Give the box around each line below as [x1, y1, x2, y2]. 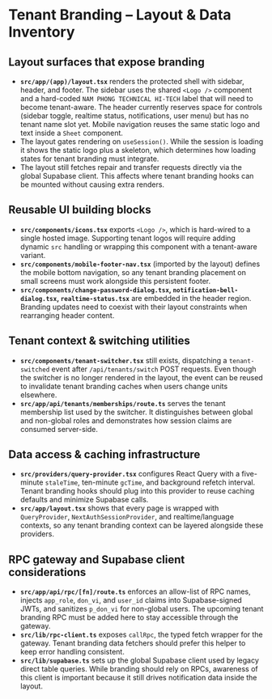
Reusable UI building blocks [8, 203, 151, 217]
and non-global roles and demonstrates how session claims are [19, 415, 232, 426]
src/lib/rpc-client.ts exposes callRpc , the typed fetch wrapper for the [19, 629, 263, 640]
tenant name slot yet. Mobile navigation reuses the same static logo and [19, 120, 261, 129]
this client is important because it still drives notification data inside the [19, 673, 257, 683]
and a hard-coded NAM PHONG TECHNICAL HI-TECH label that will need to [19, 94, 253, 103]
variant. [19, 250, 46, 260]
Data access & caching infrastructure [8, 447, 201, 462]
